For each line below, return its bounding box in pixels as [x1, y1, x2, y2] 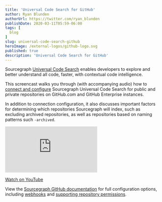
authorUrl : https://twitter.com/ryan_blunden [5, 16, 100, 21]
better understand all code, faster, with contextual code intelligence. [5, 72, 143, 78]
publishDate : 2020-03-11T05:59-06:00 [5, 21, 82, 26]
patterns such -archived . [5, 116, 55, 123]
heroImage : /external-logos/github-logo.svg [5, 44, 98, 49]
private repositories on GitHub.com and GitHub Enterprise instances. [5, 91, 144, 97]
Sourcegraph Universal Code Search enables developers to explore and [5, 66, 151, 72]
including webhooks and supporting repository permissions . [5, 191, 127, 197]
